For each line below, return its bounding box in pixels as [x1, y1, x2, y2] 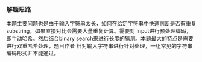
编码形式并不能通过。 [6, 49, 59, 57]
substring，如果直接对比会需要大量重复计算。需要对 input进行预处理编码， [6, 27, 192, 35]
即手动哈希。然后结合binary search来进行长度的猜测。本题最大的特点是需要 [6, 35, 194, 42]
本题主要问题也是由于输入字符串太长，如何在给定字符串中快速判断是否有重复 [6, 20, 197, 27]
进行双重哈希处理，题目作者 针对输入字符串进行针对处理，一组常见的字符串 [6, 42, 193, 49]
